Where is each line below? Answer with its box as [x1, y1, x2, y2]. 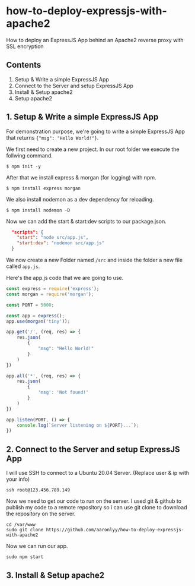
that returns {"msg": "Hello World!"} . [6, 134, 99, 141]
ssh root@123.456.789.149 [6, 487, 70, 493]
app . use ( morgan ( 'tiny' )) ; [6, 318, 70, 324]
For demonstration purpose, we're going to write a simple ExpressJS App [6, 128, 185, 135]
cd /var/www [6, 522, 36, 528]
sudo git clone [6, 527, 44, 533]
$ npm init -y [6, 163, 41, 169]
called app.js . [6, 263, 40, 270]
